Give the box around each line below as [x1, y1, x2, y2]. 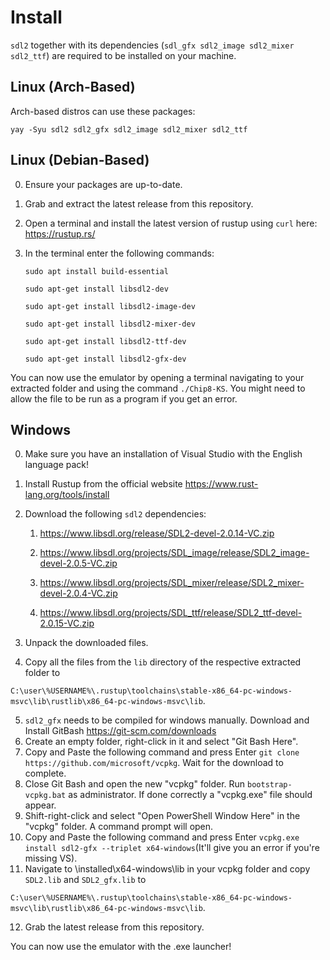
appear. [24, 799, 57, 811]
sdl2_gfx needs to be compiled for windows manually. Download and [24, 714, 310, 726]
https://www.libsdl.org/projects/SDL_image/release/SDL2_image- [39, 547, 310, 559]
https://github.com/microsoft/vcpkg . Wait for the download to [24, 757, 284, 769]
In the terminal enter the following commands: [24, 247, 215, 259]
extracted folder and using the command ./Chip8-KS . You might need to [10, 382, 306, 394]
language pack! [24, 459, 90, 471]
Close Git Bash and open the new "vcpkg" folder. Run [24, 778, 246, 790]
